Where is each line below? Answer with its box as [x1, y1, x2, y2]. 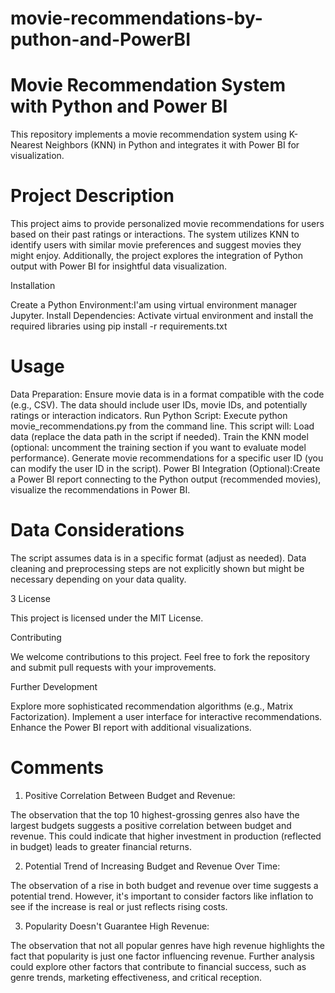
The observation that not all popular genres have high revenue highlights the [10, 939, 325, 951]
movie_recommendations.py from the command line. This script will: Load [10, 420, 315, 432]
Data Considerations [10, 519, 185, 542]
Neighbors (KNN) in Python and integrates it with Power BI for [44, 139, 300, 151]
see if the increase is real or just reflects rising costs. [10, 900, 228, 912]
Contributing [10, 631, 62, 643]
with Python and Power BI [10, 95, 228, 118]
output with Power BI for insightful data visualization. [10, 260, 228, 272]
